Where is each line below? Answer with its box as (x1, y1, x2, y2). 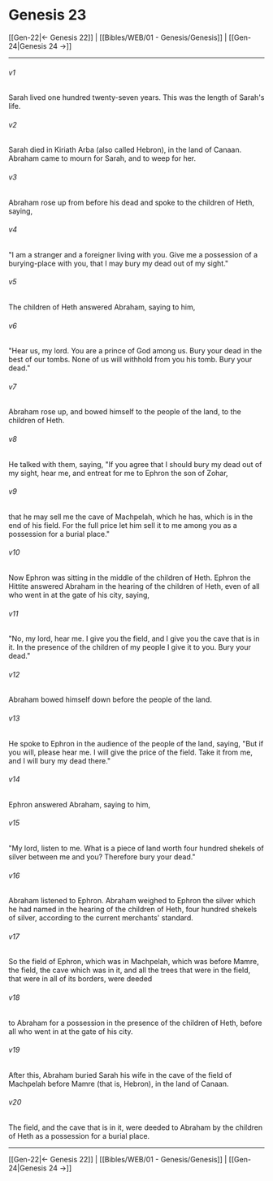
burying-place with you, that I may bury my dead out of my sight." (8, 258, 229, 268)
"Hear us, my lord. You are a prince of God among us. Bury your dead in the (8, 346, 262, 356)
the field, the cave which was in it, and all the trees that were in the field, (8, 965, 251, 976)
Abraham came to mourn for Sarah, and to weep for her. (8, 154, 197, 163)
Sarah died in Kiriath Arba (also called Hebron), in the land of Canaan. (8, 145, 242, 155)
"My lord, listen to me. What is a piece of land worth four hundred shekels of (8, 843, 264, 853)
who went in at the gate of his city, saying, (8, 590, 150, 599)
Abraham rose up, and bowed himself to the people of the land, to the (8, 407, 241, 417)
